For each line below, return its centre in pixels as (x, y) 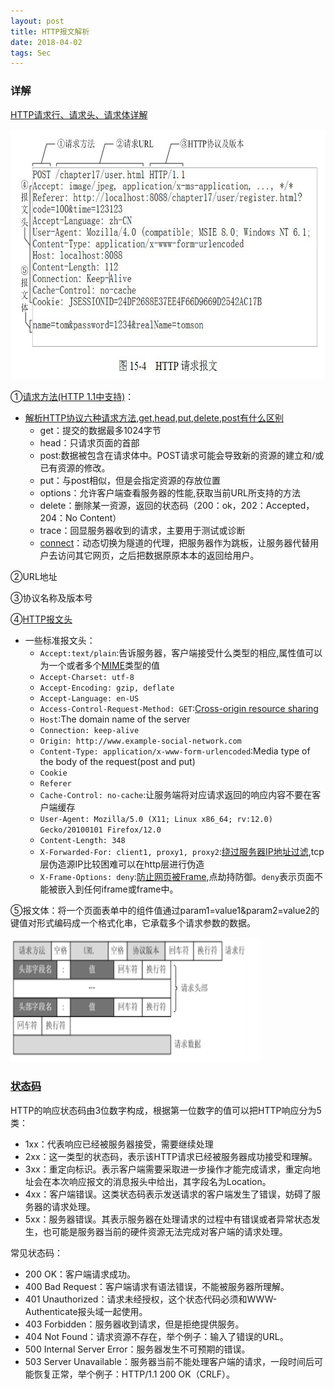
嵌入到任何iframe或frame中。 (118, 889)
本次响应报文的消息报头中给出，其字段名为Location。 (161, 1181)
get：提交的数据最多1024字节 (100, 430)
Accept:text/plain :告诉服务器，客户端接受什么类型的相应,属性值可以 (181, 652)
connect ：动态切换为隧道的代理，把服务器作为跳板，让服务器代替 (175, 542)
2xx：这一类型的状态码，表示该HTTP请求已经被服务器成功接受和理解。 (171, 1156)
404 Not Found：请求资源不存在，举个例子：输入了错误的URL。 (156, 1336)
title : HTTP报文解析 (50, 31)
